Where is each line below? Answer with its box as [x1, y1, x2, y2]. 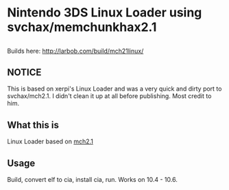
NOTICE [7, 67, 42, 78]
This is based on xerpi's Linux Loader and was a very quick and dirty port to [7, 84, 222, 93]
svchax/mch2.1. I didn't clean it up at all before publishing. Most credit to [7, 92, 212, 100]
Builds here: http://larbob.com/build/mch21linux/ [7, 47, 144, 55]
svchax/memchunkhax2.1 [7, 19, 157, 35]
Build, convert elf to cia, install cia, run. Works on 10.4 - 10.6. [7, 176, 178, 184]
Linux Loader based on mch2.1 [7, 137, 94, 145]
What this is [7, 119, 60, 131]
